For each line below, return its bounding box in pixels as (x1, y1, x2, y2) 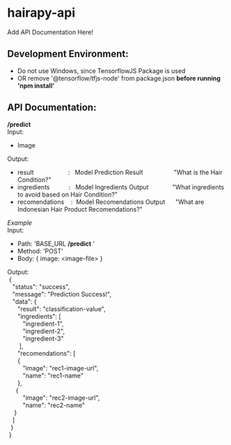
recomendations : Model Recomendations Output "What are (17, 197, 205, 206)
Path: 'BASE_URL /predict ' (17, 239, 95, 248)
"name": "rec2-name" (22, 400, 86, 409)
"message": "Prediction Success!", (12, 290, 112, 298)
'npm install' (17, 81, 55, 90)
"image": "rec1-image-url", (22, 364, 99, 372)
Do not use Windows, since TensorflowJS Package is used (17, 66, 186, 75)
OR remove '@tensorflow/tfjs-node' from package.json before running (17, 74, 221, 82)
